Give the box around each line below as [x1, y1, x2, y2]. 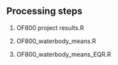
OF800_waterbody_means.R [16, 37, 97, 45]
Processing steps [6, 5, 83, 17]
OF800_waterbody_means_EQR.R [16, 50, 111, 58]
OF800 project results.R [16, 23, 84, 31]
